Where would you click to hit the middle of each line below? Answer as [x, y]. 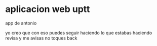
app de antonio [21, 23]
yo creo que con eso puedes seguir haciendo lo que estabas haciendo [79, 32]
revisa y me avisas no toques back [41, 38]
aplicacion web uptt [48, 9]
